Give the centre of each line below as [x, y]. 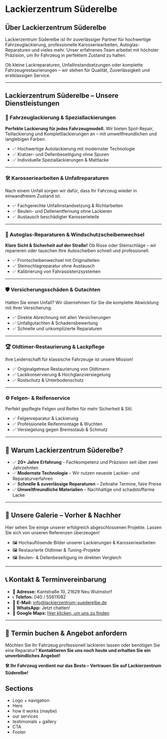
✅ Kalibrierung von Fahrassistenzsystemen [56, 271]
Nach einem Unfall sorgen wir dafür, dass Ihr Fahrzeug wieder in [71, 190]
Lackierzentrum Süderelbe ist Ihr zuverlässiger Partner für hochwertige [78, 39]
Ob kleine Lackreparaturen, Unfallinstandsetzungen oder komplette [74, 65]
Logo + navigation [31, 700]
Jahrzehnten [25, 468]
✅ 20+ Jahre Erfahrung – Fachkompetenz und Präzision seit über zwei [85, 462]
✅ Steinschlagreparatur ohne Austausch [54, 266]
